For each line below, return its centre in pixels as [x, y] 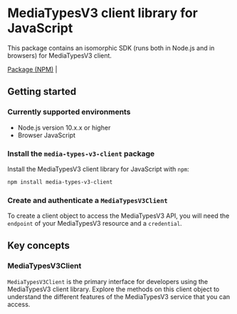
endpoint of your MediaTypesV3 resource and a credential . [95, 224]
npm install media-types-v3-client [60, 182]
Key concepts [38, 246]
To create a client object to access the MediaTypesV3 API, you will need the [118, 216]
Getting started [42, 91]
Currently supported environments [69, 112]
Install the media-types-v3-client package [81, 153]
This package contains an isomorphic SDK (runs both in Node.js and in [111, 48]
